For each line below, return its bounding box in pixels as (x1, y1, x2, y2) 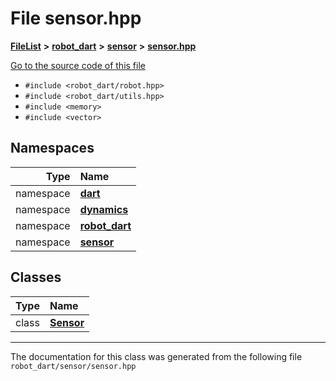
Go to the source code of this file (10, 59, 146, 71)
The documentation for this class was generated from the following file (10, 350, 303, 362)
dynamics (79, 202, 129, 216)
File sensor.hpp (10, 7, 142, 30)
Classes (10, 269, 62, 286)
